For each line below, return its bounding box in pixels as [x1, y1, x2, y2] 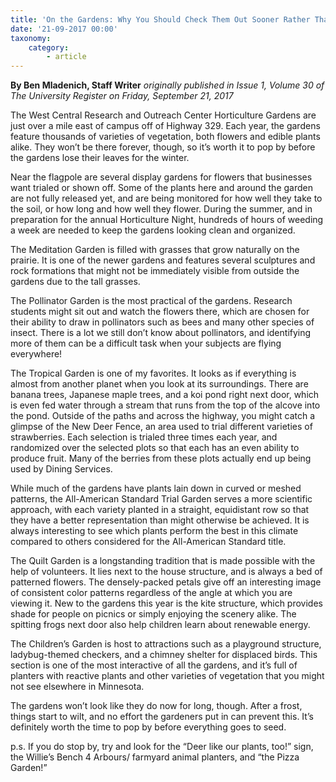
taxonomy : [10, 33, 52, 43]
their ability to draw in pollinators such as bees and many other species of [10, 316, 315, 328]
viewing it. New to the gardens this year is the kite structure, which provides [10, 597, 323, 610]
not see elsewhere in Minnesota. [10, 681, 145, 693]
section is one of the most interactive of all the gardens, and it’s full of [10, 659, 298, 671]
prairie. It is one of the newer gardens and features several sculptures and [10, 254, 316, 266]
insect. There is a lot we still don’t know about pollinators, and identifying [10, 327, 312, 339]
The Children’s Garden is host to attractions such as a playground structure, [10, 638, 322, 650]
